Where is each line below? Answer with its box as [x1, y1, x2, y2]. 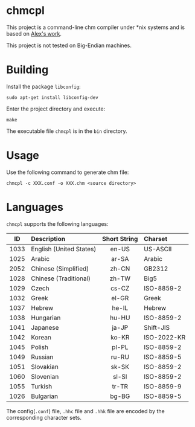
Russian [31, 353, 54, 361]
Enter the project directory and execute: [6, 105, 106, 112]
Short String [101, 234, 138, 243]
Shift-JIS [144, 323, 170, 332]
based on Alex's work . [6, 30, 62, 37]
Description [31, 234, 65, 243]
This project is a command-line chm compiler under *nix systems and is [6, 24, 185, 31]
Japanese [31, 323, 59, 332]
